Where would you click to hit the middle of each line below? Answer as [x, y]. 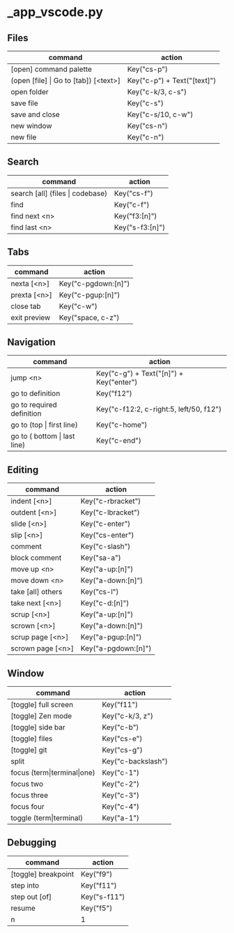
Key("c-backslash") [135, 761]
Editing [23, 470]
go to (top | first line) [44, 425]
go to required [34, 405]
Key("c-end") [119, 441]
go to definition [36, 393]
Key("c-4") [120, 807]
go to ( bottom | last [43, 437]
